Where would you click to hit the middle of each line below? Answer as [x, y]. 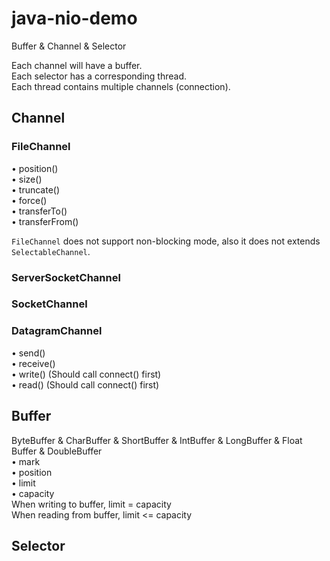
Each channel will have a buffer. [77, 65]
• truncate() [36, 189]
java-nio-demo [74, 18]
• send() [28, 353]
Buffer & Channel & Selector [69, 46]
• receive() [33, 363]
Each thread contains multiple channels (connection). [121, 86]
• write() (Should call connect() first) [86, 374]
